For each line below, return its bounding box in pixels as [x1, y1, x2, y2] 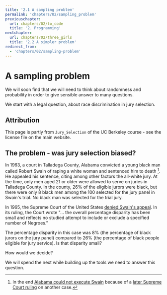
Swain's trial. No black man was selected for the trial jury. [5, 194, 123, 200]
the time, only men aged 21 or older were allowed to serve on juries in [5, 178, 148, 184]
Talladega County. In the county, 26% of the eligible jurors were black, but [5, 184, 158, 190]
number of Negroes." [5, 220, 48, 226]
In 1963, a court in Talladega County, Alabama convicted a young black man [5, 162, 161, 168]
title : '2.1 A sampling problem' [5, 7, 75, 12]
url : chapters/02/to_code [9, 21, 64, 26]
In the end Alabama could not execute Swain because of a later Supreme [12, 279, 162, 285]
